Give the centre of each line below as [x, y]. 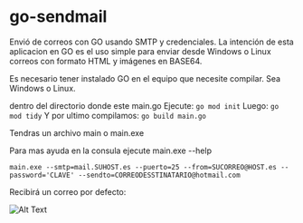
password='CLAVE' [42, 175]
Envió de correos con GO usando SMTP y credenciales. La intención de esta [151, 42]
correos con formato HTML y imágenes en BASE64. [106, 61]
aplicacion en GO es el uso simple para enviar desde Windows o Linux [140, 51]
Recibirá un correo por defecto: [68, 191]
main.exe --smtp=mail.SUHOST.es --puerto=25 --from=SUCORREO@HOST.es [143, 167]
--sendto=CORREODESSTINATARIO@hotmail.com [160, 175]
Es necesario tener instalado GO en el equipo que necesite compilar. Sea [145, 78]
